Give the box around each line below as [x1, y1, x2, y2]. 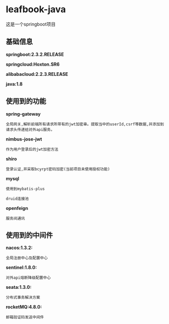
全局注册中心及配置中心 [6, 256, 48, 261]
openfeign [6, 205, 29, 211]
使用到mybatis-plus [6, 186, 45, 192]
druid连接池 [6, 196, 29, 201]
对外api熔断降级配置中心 [6, 275, 51, 281]
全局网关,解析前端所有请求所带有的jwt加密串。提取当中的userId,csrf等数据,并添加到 [6, 121, 164, 127]
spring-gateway [6, 111, 41, 117]
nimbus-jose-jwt [6, 136, 42, 142]
